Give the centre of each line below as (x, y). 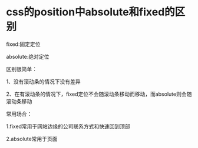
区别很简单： (22, 69)
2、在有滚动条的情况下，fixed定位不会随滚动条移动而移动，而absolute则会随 (99, 94)
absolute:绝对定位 (28, 56)
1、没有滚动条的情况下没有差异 (43, 81)
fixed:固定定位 (23, 44)
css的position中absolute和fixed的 (90, 12)
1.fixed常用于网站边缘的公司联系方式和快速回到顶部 (68, 126)
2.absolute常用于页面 (32, 139)
